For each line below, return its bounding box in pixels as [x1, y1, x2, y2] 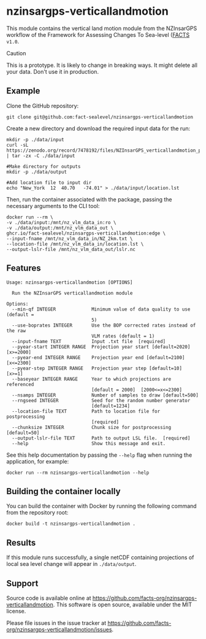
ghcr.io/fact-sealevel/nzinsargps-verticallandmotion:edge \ [6, 230, 166, 236]
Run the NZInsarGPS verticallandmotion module [12, 290, 133, 296]
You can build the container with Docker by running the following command [6, 502, 197, 510]
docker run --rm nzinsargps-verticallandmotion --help [6, 470, 150, 476]
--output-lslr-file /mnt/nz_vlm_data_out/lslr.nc [6, 246, 136, 252]
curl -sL [6, 142, 29, 148]
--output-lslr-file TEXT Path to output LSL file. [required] [12, 435, 191, 441]
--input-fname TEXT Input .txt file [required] [12, 338, 166, 344]
